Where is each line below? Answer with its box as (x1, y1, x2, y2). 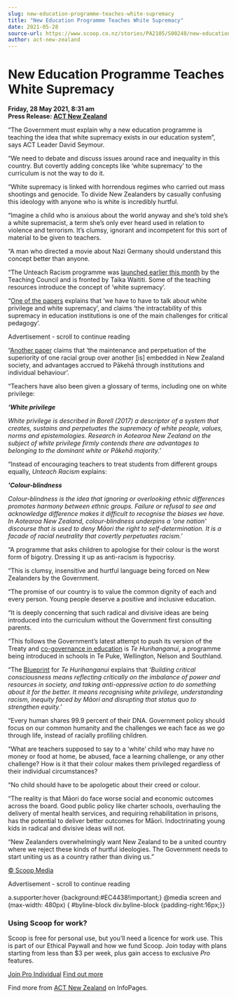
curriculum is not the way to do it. (8, 169, 105, 177)
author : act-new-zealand (8, 36, 81, 43)
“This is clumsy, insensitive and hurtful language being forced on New (8, 566, 210, 575)
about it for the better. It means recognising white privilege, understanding (8, 688, 223, 696)
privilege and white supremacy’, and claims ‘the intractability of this (8, 304, 202, 313)
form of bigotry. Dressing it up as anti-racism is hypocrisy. (8, 553, 176, 562)
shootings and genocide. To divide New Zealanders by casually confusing (8, 190, 221, 198)
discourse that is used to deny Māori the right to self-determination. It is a (8, 524, 221, 533)
